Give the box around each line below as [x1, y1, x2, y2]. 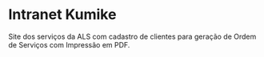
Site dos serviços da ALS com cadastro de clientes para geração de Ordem [8, 32, 257, 41]
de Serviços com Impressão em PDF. [8, 40, 130, 49]
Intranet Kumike [8, 6, 117, 24]
